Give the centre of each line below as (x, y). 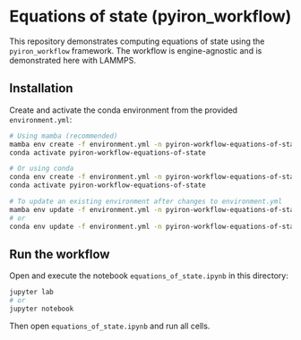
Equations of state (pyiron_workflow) (150, 17)
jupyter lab (31, 293)
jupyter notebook (42, 309)
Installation (41, 88)
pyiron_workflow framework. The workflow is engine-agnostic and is (136, 50)
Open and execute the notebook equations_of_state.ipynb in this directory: (149, 276)
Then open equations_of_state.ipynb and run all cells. (110, 326)
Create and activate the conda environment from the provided (124, 110)
